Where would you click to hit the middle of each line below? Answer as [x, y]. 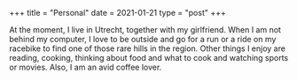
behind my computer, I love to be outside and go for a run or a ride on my [143, 39]
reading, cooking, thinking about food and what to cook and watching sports [149, 58]
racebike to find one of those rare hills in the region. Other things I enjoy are [148, 48]
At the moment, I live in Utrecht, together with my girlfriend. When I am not [145, 29]
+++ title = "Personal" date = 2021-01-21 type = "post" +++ [117, 13]
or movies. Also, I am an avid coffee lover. [86, 67]
